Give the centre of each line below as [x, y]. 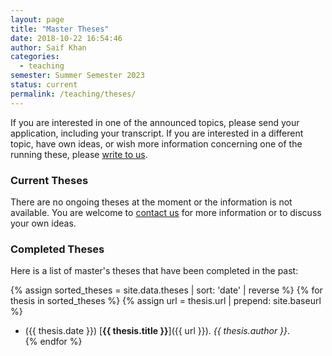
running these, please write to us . [79, 154]
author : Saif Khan [48, 47]
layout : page [37, 19]
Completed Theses [57, 249]
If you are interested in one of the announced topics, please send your [155, 122]
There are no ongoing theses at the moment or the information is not [151, 202]
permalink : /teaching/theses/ [73, 94]
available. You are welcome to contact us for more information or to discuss [166, 212]
